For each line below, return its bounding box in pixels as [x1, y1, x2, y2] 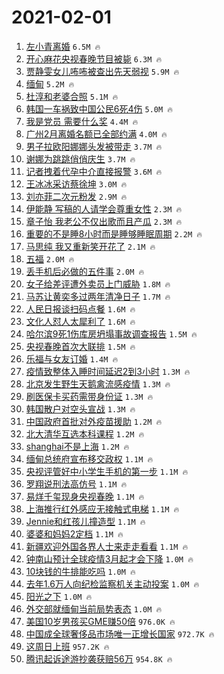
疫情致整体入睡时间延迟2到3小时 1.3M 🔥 [25, 365, 191, 377]
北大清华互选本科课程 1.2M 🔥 [25, 427, 145, 440]
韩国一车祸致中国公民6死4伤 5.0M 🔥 [25, 102, 173, 115]
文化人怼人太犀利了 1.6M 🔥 [25, 315, 136, 327]
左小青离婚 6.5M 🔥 [25, 40, 101, 52]
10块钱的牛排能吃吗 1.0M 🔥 [25, 565, 136, 577]
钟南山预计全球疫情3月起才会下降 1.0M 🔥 [25, 552, 194, 565]
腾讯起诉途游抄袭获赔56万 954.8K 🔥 [25, 652, 173, 665]
